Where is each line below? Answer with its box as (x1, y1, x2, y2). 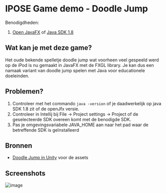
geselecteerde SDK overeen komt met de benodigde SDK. (12, 116, 132, 122)
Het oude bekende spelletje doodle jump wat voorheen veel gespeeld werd (5, 57, 159, 63)
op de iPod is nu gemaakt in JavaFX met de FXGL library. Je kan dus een (5, 62, 154, 68)
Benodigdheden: (5, 19, 39, 25)
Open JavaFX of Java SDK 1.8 (12, 29, 74, 35)
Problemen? (5, 87, 44, 96)
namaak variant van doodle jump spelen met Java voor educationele (5, 67, 145, 73)
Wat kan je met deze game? (5, 43, 92, 52)
